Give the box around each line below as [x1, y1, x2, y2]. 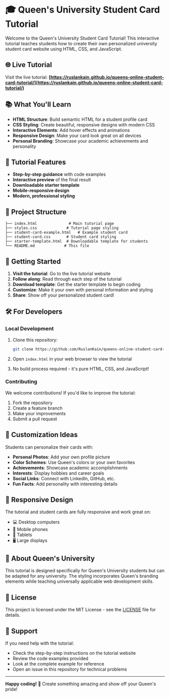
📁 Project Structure [5, 208, 67, 216]
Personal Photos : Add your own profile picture [12, 454, 110, 460]
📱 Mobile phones [12, 526, 48, 533]
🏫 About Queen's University [5, 554, 95, 562]
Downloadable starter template [12, 182, 80, 188]
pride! [5, 686, 18, 692]
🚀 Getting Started [5, 257, 61, 265]
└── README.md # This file [5, 243, 90, 249]
